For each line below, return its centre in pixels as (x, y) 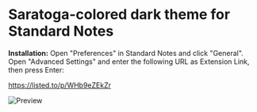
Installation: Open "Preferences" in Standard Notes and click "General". (126, 53)
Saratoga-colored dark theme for (119, 15)
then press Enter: (36, 69)
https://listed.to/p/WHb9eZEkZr (59, 85)
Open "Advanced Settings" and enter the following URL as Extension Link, (129, 62)
